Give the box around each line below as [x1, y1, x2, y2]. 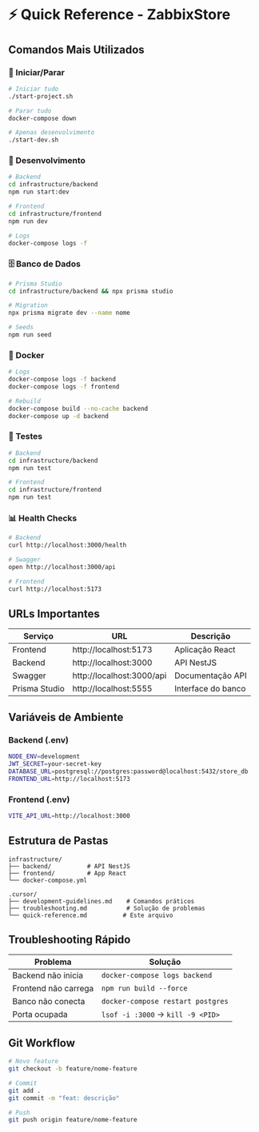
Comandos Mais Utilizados [8, 42, 145, 56]
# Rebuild [8, 397, 42, 405]
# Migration [8, 301, 48, 309]
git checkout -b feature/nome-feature [8, 1065, 137, 1073]
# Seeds [8, 324, 34, 332]
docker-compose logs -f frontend [8, 383, 120, 391]
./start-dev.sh [8, 136, 59, 144]
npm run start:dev [8, 188, 70, 196]
